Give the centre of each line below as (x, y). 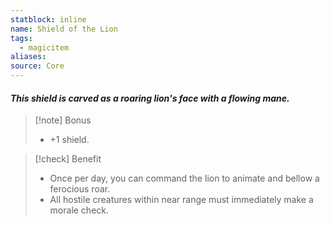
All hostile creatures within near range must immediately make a (181, 200)
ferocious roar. (80, 189)
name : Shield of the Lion (64, 29)
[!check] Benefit (68, 159)
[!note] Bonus (63, 120)
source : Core (37, 66)
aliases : (28, 57)
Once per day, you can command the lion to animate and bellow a (184, 178)
